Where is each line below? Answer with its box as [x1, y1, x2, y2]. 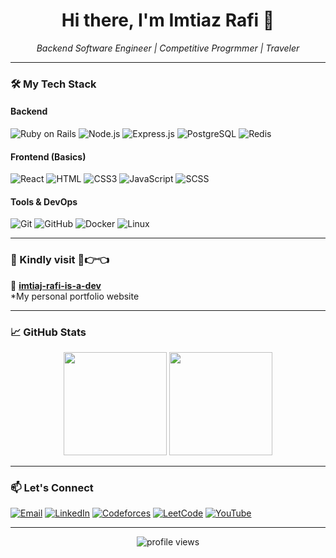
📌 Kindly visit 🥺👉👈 [10, 253, 110, 267]
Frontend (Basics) [10, 150, 87, 163]
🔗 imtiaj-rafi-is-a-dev [10, 279, 102, 291]
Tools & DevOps [10, 195, 78, 208]
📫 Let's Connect [10, 480, 94, 494]
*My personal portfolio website [10, 290, 140, 302]
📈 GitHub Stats [10, 325, 87, 339]
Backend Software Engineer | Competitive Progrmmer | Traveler [36, 42, 300, 54]
